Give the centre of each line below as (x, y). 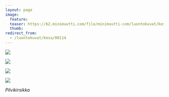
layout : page (19, 10)
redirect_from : (21, 33)
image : (12, 15)
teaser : (18, 24)
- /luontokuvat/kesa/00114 (38, 38)
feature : (19, 19)
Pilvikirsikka (18, 90)
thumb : (17, 29)
